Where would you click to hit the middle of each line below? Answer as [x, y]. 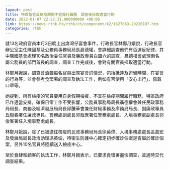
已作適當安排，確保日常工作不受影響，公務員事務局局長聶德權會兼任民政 [80, 102]
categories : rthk [23, 29]
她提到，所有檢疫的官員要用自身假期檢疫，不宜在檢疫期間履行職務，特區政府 [84, 96]
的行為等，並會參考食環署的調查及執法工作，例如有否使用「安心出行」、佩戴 [83, 79]
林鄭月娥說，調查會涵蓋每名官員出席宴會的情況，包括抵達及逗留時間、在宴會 [84, 73]
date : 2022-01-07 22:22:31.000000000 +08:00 [53, 19]
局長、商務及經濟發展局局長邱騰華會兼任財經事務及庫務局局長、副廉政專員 [87, 109]
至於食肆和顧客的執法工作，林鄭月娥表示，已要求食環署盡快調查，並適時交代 [84, 155]
